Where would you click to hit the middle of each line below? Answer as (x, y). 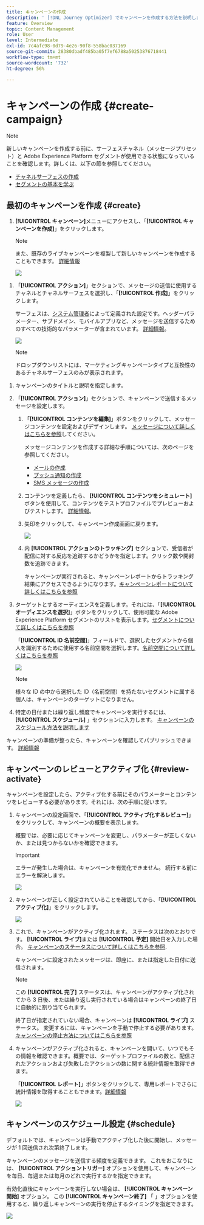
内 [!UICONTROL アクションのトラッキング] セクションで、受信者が (108, 548)
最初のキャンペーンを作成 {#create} (74, 205)
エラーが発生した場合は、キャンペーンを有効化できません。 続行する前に (106, 867)
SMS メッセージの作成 (61, 483)
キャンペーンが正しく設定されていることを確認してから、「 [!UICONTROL (106, 899)
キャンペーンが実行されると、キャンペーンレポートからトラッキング (109, 576)
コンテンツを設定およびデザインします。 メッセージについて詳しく (112, 427)
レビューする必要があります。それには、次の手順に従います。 (93, 801)
